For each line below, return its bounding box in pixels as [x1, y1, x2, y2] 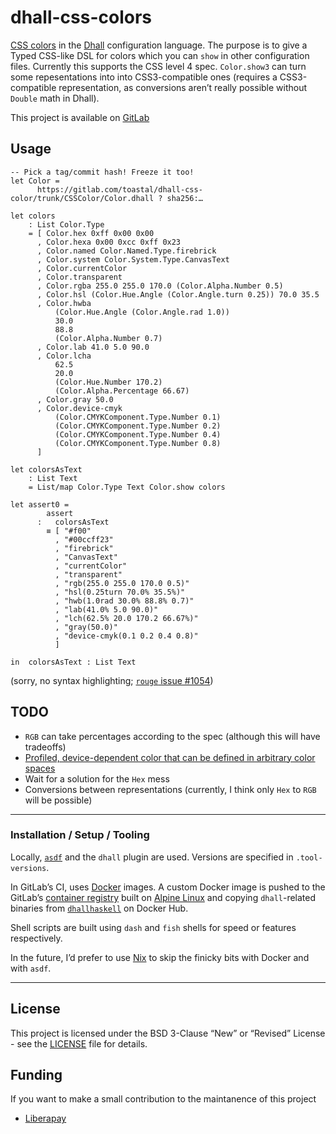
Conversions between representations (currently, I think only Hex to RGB [24, 783, 317, 795]
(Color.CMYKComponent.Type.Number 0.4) [54, 429, 222, 440]
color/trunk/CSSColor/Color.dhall [10, 193, 155, 203]
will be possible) [24, 794, 93, 806]
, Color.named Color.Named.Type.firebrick [36, 246, 217, 256]
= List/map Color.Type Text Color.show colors [28, 482, 226, 492]
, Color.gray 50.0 [36, 394, 114, 405]
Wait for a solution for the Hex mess [24, 772, 170, 785]
